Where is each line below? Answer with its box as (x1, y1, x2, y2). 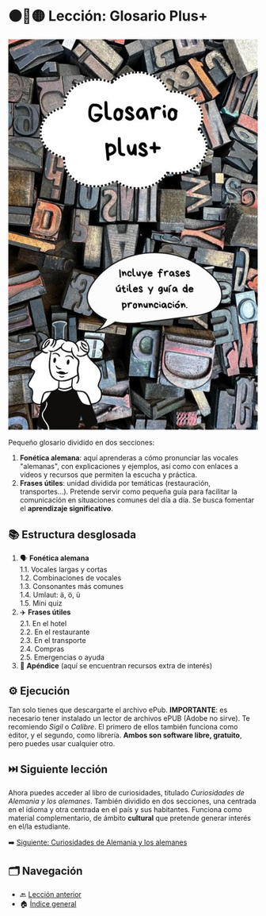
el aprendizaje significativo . (19, 504, 113, 514)
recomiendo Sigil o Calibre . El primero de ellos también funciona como (8, 722, 238, 732)
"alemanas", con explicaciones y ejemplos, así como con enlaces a (19, 462, 239, 471)
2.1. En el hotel (19, 619, 67, 629)
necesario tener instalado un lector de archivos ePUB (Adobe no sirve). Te (8, 714, 251, 723)
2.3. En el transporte (19, 636, 86, 645)
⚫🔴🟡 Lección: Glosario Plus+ (8, 7, 208, 25)
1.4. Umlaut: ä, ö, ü (19, 590, 81, 600)
